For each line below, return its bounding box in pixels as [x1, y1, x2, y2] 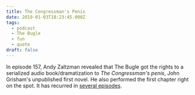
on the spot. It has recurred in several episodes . [6, 82, 123, 89]
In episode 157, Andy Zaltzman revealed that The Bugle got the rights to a [6, 63, 184, 70]
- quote [11, 42, 31, 48]
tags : [6, 19, 19, 25]
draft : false [6, 47, 38, 53]
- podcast [11, 25, 35, 31]
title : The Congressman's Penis [6, 8, 85, 15]
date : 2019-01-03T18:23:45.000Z [6, 14, 85, 20]
